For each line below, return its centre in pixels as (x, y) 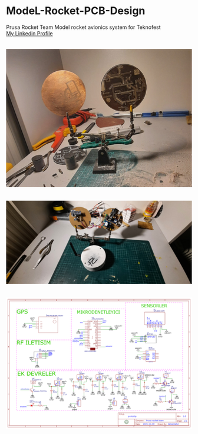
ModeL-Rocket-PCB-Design (76, 11)
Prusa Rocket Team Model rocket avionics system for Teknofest (83, 27)
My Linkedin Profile (29, 33)
